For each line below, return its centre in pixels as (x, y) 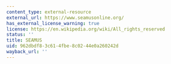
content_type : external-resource (49, 12)
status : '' (20, 35)
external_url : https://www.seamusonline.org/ (65, 18)
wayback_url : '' (27, 52)
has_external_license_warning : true (53, 23)
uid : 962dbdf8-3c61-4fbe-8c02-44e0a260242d (63, 46)
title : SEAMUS (24, 40)
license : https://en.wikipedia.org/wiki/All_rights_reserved (86, 29)
